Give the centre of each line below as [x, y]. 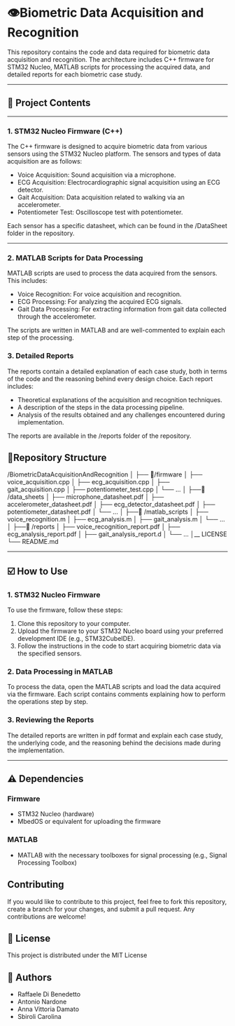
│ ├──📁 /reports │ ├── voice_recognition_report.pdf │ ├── [94, 527]
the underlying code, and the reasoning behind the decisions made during [114, 742]
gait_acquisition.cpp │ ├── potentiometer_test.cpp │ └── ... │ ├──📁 [106, 489]
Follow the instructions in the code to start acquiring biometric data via [119, 646]
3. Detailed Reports [41, 356]
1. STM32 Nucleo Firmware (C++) [65, 131]
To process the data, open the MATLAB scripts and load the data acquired [114, 687]
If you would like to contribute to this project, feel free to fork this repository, [117, 901]
